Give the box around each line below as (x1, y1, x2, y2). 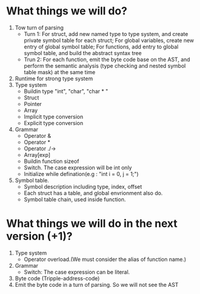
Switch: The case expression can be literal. (23, 268, 130, 275)
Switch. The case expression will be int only (23, 163, 132, 171)
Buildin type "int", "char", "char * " (23, 87, 108, 95)
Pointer (23, 100, 42, 107)
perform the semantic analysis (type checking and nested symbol (23, 62, 186, 69)
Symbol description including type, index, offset (23, 183, 143, 190)
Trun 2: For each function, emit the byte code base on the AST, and (23, 56, 190, 63)
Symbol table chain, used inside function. (23, 196, 126, 203)
